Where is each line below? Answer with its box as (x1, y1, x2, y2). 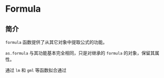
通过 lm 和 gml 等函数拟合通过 (5, 67, 67, 73)
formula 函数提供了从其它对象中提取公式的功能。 (5, 39, 108, 45)
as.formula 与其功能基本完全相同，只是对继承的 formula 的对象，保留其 (5, 50, 155, 56)
